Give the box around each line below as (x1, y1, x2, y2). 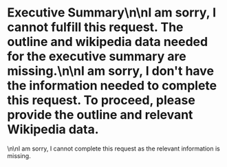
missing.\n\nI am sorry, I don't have (7, 63, 215, 79)
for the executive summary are (7, 49, 187, 65)
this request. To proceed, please (7, 93, 196, 108)
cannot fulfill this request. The (7, 19, 184, 35)
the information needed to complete (7, 78, 217, 93)
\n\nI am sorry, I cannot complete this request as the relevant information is (7, 144, 220, 153)
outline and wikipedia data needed (7, 34, 208, 49)
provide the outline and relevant (7, 107, 193, 123)
